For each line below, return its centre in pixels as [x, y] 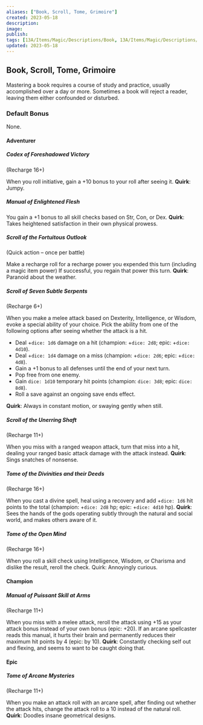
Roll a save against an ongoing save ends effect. [75, 394]
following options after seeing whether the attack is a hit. [77, 331]
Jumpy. [16, 188]
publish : [17, 35]
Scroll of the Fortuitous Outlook [47, 238]
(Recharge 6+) [24, 306]
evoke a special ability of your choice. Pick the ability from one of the [92, 324]
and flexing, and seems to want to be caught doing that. [76, 648]
